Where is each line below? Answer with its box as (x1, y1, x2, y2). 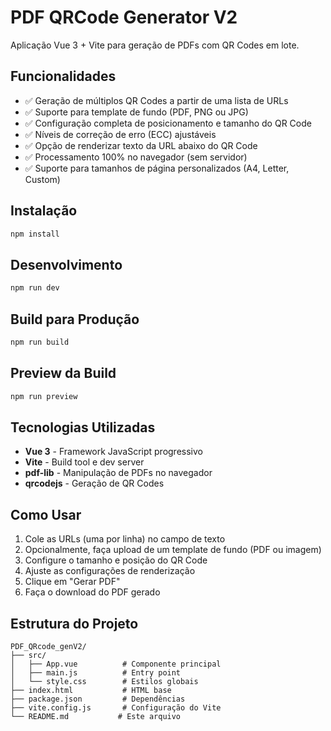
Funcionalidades (10, 68, 117, 85)
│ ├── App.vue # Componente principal (10, 659, 222, 669)
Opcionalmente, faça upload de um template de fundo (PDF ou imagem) (24, 544, 322, 556)
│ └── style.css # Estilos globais (10, 676, 199, 686)
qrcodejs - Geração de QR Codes (24, 477, 165, 490)
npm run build (10, 337, 70, 347)
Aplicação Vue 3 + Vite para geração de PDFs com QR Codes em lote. (10, 39, 300, 51)
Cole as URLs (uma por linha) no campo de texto (24, 533, 226, 545)
